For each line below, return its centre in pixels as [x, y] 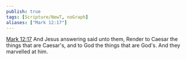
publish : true [24, 11]
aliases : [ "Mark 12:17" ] [37, 22]
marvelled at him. [27, 52]
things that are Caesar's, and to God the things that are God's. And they [93, 45]
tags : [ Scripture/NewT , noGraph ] [47, 17]
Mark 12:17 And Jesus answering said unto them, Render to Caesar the [92, 39]
